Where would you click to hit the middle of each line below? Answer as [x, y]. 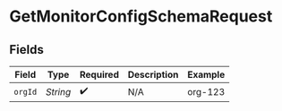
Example [206, 75]
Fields [27, 50]
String [58, 91]
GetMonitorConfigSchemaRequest [141, 17]
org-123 [206, 91]
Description [153, 75]
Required [99, 75]
